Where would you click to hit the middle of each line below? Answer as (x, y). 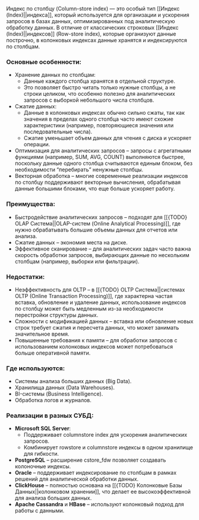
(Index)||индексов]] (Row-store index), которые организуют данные (91, 34)
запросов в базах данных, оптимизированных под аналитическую (91, 21)
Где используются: (36, 368)
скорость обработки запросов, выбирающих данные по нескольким (102, 255)
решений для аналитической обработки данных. (77, 479)
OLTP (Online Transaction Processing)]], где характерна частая (94, 296)
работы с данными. (40, 510)
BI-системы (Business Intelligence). (59, 394)
